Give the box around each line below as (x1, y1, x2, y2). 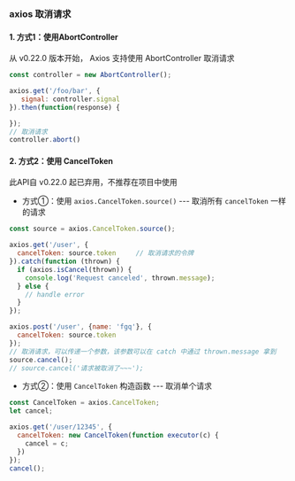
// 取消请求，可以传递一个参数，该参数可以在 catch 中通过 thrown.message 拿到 (9, 347, 276, 356)
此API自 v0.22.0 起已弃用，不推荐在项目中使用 (9, 177, 178, 188)
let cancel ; (9, 407, 53, 415)
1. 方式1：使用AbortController (9, 31, 118, 42)
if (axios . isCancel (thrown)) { (17, 265, 132, 274)
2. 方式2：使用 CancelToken (9, 155, 113, 166)
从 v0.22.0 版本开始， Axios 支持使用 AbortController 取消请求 (9, 53, 235, 64)
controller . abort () (9, 136, 81, 144)
